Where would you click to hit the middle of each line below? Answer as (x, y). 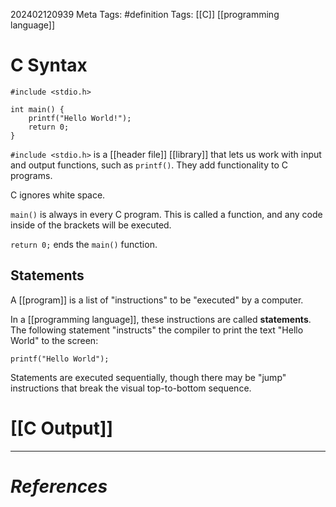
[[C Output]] (62, 428)
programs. (31, 175)
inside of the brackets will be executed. (91, 225)
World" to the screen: (54, 340)
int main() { (37, 109)
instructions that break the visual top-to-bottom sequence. (131, 388)
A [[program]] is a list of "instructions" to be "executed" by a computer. (157, 300)
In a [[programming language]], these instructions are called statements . (161, 319)
